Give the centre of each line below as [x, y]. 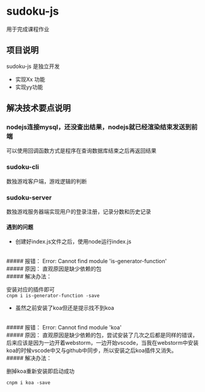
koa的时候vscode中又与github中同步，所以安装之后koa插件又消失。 [92, 350]
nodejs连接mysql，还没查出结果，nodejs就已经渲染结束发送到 [99, 127]
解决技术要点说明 [39, 108]
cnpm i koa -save [28, 383]
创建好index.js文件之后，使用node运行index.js [73, 242]
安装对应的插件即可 [31, 290]
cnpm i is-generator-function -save [53, 296]
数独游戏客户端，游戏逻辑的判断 [47, 181]
